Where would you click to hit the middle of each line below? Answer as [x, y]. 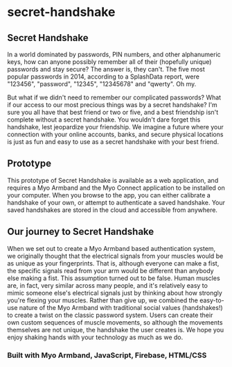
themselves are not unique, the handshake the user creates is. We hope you [116, 329]
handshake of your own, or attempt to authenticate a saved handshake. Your [116, 202]
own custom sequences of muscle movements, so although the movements [115, 322]
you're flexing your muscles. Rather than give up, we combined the [103, 300]
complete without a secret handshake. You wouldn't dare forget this [104, 120]
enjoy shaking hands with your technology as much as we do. [95, 337]
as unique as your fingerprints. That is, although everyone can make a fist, [113, 263]
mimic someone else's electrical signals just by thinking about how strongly [115, 293]
